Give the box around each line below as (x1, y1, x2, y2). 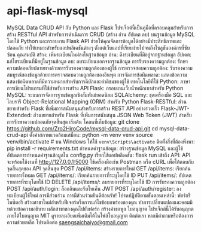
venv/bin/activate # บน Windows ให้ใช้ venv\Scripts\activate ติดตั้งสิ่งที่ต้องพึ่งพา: (7, 138, 195, 145)
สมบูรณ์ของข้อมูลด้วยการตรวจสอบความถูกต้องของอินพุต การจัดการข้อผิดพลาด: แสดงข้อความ (7, 71, 187, 78)
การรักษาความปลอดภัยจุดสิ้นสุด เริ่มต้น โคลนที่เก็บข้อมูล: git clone (7, 118, 140, 125)
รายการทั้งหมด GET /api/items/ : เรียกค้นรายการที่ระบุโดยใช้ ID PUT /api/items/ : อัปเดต (7, 172, 192, 179)
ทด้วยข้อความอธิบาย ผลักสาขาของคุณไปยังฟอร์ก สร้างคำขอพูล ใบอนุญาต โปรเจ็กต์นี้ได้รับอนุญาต (7, 205, 194, 212)
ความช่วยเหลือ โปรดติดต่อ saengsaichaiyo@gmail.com (7, 218, 128, 225)
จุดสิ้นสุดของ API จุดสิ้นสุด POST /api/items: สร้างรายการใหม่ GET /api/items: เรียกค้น (7, 164, 191, 172)
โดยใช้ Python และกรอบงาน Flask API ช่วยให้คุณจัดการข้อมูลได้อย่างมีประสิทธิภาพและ (7, 37, 182, 44)
